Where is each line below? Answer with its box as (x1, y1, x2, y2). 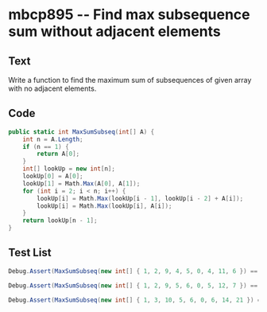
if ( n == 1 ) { (22, 142, 69, 150)
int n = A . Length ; (22, 135, 83, 143)
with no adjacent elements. (8, 84, 97, 93)
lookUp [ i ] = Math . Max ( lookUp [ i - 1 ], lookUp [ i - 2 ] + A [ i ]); (37, 194, 244, 202)
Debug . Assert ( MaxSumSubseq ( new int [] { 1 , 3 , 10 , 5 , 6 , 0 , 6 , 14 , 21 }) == (8, 296, 265, 304)
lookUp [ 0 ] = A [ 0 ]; (22, 173, 83, 181)
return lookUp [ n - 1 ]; (22, 216, 98, 224)
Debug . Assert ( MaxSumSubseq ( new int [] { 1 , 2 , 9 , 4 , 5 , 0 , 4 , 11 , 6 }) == (8, 267, 258, 275)
